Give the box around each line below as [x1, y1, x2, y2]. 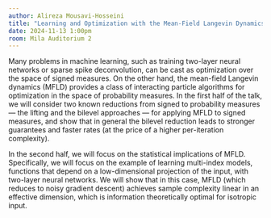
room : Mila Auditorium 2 [8, 34, 92, 43]
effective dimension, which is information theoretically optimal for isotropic [8, 192, 256, 202]
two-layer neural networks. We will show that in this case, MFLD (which [8, 175, 246, 185]
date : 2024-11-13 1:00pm [8, 27, 92, 35]
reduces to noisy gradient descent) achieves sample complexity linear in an [8, 183, 260, 194]
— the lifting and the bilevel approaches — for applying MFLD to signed [8, 108, 246, 118]
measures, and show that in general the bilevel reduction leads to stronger [8, 116, 256, 126]
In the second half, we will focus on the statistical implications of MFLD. [8, 149, 246, 159]
